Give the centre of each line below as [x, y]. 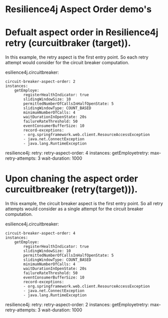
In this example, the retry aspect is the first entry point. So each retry [77, 57]
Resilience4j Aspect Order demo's [78, 9]
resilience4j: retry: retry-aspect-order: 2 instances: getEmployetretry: [77, 305]
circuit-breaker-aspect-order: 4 [40, 234]
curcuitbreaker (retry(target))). [71, 189]
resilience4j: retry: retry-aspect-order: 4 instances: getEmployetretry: [77, 153]
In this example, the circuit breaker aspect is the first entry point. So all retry [84, 204]
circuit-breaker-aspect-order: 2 [40, 82]
